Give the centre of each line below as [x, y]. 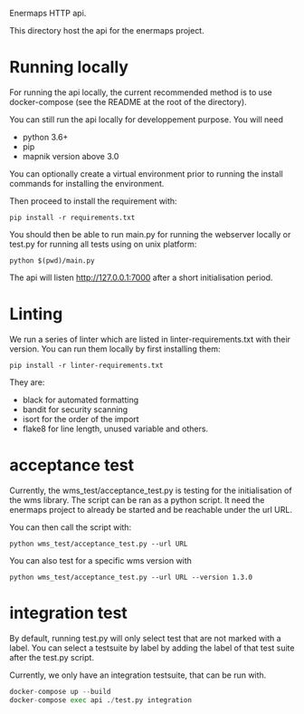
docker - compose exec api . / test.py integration [101, 700]
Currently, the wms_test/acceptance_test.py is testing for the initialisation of [151, 490]
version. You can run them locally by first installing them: [115, 349]
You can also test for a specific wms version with [101, 560]
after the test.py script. [52, 657]
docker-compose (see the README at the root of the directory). [128, 101]
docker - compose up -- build [60, 691]
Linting [36, 314]
